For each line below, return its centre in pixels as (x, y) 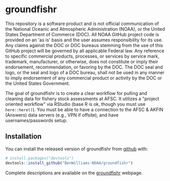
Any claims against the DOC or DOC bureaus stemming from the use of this (84, 45)
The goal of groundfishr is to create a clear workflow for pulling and (76, 93)
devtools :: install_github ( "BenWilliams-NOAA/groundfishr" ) (69, 163)
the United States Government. (38, 83)
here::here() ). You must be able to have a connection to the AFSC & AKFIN (84, 109)
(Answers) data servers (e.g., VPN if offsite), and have (62, 115)
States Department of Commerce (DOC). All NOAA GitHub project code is (82, 34)
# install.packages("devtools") (39, 158)
